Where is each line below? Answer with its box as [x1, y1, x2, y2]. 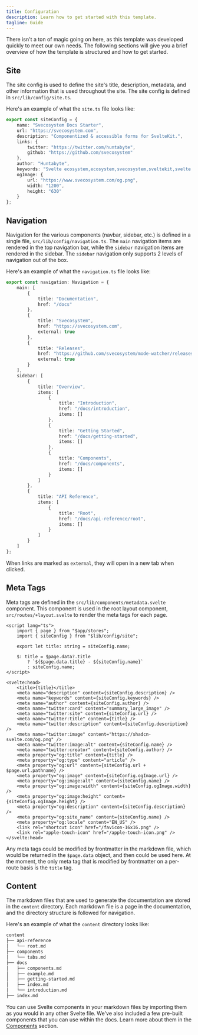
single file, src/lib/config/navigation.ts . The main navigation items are [6, 238, 181, 244]
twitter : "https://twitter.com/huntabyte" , [27, 144, 136, 150]
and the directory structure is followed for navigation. [6, 909, 136, 917]
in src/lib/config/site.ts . [6, 94, 72, 101]
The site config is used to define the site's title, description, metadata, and [6, 81, 187, 89]
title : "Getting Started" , [58, 428, 126, 434]
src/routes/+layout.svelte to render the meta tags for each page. [6, 611, 168, 618]
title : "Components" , [58, 455, 112, 461]
